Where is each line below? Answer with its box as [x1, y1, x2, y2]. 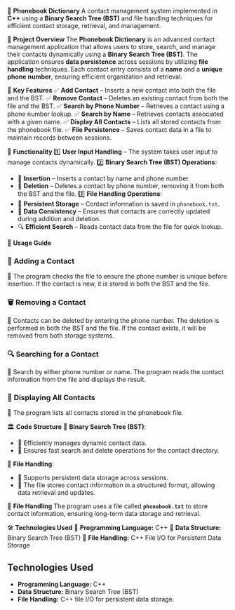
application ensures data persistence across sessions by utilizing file [7, 58, 208, 66]
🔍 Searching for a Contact [7, 349, 100, 359]
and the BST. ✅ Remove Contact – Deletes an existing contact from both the [7, 94, 229, 102]
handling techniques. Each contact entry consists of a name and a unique [7, 65, 223, 73]
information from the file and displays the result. [7, 375, 146, 383]
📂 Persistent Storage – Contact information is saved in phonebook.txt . [17, 200, 220, 208]
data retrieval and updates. [17, 489, 96, 497]
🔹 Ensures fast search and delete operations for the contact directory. [17, 446, 220, 455]
